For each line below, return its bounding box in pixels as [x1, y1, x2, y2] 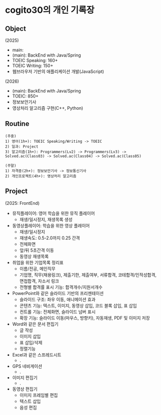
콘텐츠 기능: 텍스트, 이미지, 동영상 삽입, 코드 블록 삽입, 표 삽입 [19, 302, 137, 308]
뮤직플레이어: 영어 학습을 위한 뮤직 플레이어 [12, 210, 95, 216]
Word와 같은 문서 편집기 [12, 321, 59, 327]
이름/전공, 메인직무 [19, 265, 55, 271]
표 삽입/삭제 [19, 339, 43, 345]
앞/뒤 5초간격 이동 [19, 247, 54, 253]
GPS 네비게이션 [12, 363, 43, 369]
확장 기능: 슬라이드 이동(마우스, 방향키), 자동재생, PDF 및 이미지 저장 [19, 315, 150, 320]
